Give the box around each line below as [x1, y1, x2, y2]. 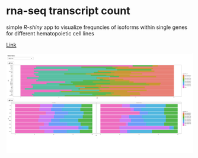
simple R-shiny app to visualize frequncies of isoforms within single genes [6, 24, 188, 31]
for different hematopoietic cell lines [6, 29, 95, 37]
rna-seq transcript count [6, 4, 130, 18]
